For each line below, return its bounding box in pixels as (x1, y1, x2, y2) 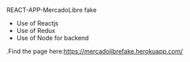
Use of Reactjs (16, 19, 59, 27)
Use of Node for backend (16, 34, 89, 42)
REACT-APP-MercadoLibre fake (6, 6, 97, 14)
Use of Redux (16, 27, 56, 34)
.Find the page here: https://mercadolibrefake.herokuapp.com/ (6, 48, 183, 55)
